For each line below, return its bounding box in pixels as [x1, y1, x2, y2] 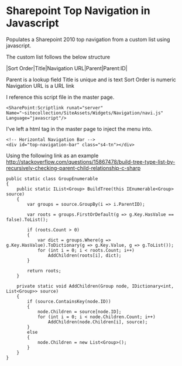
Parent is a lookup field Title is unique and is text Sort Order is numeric [6, 76, 177, 83]
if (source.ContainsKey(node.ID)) [27, 298, 111, 305]
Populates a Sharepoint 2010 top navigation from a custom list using [6, 36, 170, 43]
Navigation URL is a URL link [6, 82, 75, 89]
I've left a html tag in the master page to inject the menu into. [6, 125, 153, 132]
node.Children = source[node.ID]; [37, 309, 122, 315]
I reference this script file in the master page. [6, 94, 115, 101]
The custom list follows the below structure [6, 53, 110, 60]
